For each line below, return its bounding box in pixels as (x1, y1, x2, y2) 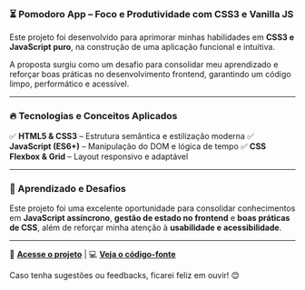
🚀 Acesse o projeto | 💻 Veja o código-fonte (9, 248, 176, 259)
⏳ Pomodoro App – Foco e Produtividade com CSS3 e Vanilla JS (9, 7, 294, 20)
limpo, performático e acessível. (9, 78, 130, 89)
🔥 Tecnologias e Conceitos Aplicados (9, 110, 178, 123)
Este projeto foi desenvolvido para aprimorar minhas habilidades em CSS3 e (9, 32, 295, 43)
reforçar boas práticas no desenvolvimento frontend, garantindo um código (9, 69, 292, 80)
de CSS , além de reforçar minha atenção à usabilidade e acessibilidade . (9, 222, 282, 233)
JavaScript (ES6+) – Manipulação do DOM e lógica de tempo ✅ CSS (9, 140, 267, 152)
